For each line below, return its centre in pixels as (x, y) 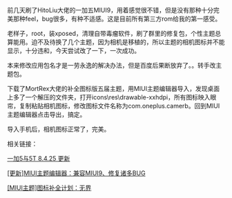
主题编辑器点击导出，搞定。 (47, 115)
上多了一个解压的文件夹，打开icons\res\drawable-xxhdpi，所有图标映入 (109, 97)
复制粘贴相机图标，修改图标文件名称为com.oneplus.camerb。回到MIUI (119, 106)
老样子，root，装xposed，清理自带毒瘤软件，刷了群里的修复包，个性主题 (111, 33)
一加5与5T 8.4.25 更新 (39, 158)
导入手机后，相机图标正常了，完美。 (59, 129)
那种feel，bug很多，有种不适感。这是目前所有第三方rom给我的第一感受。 (117, 19)
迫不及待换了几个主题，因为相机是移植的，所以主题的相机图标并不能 (128, 42)
